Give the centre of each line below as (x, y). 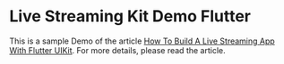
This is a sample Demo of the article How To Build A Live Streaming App (142, 41)
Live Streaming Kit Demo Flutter (130, 16)
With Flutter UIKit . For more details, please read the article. (117, 50)
